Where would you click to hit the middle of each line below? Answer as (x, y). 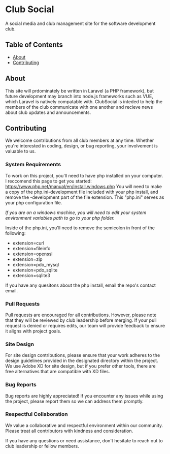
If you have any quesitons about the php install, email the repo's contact (81, 285)
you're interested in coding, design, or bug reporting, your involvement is (82, 146)
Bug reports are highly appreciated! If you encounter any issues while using (84, 396)
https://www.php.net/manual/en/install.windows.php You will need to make (84, 186)
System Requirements (33, 165)
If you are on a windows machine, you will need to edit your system (76, 213)
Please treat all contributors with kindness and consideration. (69, 431)
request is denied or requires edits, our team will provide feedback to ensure (85, 325)
